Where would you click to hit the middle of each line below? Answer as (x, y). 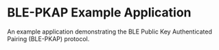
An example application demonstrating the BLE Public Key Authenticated (110, 32)
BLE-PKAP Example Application (99, 13)
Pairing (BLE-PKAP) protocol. (48, 38)
